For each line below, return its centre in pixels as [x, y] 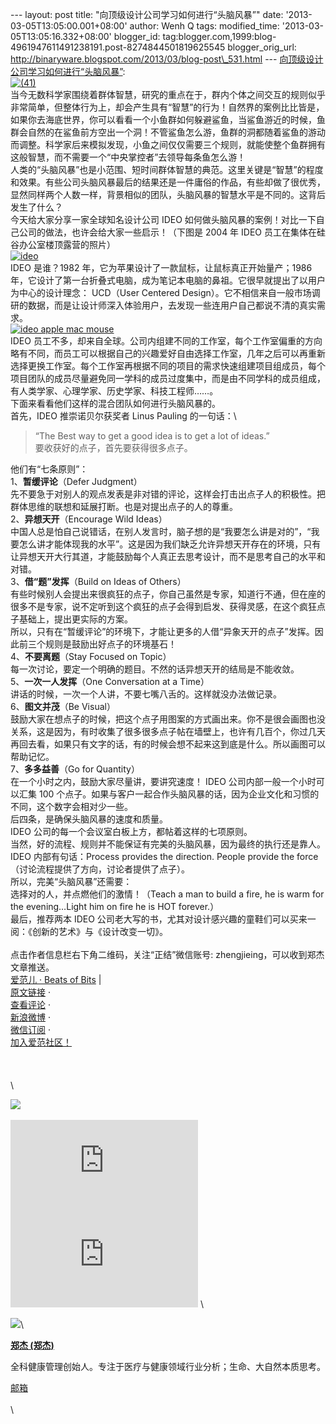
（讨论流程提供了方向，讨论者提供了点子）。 [100, 869]
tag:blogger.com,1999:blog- [219, 36]
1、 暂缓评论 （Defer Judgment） [76, 481]
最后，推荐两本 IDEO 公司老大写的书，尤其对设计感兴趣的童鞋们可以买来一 [163, 919]
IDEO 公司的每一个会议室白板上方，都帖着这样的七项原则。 [131, 831]
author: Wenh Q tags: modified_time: [204, 26]
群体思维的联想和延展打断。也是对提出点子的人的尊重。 [124, 506]
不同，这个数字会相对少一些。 [71, 806]
